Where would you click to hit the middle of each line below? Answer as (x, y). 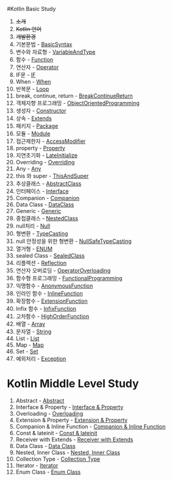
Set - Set (27, 351)
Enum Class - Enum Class (48, 472)
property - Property (41, 148)
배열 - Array (30, 324)
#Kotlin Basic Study (31, 9)
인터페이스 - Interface (42, 191)
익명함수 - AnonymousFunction (54, 286)
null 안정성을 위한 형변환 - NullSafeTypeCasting (73, 241)
